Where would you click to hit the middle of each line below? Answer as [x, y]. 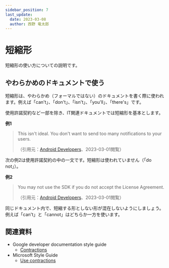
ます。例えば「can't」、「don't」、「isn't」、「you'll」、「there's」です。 [74, 102]
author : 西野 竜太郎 [30, 24]
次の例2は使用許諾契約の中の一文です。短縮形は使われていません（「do [78, 160]
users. [24, 139]
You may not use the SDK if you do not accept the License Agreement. [91, 187]
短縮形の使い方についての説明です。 [43, 65]
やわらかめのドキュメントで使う [55, 83]
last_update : [19, 15]
